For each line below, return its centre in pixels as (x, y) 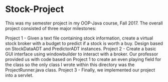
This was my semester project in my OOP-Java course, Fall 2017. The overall (84, 23)
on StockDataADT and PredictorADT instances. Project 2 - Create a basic (81, 48)
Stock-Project (35, 9)
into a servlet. (19, 75)
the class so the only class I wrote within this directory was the (70, 64)
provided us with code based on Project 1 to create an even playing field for (83, 59)
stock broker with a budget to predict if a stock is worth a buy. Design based (84, 43)
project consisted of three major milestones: (51, 28)
